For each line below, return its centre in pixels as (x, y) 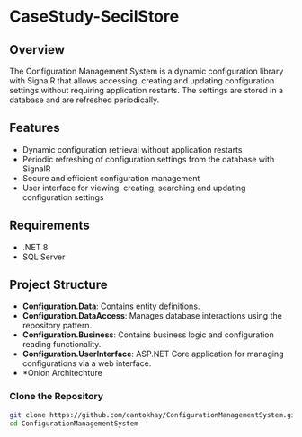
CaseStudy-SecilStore (94, 17)
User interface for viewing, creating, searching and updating (134, 188)
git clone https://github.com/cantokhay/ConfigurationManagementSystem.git (154, 415)
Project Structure (58, 285)
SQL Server (44, 257)
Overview (37, 50)
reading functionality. (62, 345)
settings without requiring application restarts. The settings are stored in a (147, 90)
